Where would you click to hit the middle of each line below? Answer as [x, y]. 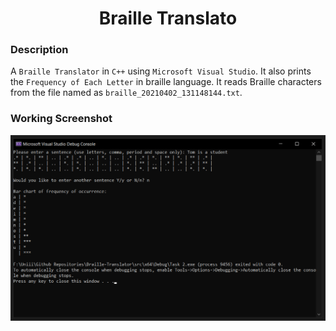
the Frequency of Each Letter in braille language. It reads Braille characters [166, 82]
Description [39, 50]
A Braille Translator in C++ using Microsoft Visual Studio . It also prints [161, 71]
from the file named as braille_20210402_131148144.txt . [126, 93]
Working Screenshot [61, 119]
